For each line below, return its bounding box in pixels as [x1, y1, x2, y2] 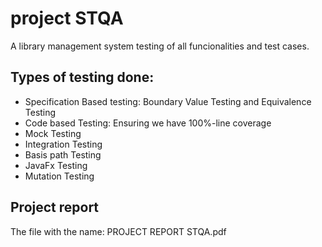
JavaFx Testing [24, 159, 88, 171]
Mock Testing [24, 127, 82, 139]
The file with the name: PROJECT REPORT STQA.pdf [10, 225, 227, 237]
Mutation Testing [24, 170, 95, 182]
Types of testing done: [10, 69, 155, 86]
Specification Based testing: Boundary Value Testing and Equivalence [24, 95, 312, 107]
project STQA [10, 7, 124, 30]
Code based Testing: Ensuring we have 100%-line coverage [24, 117, 272, 129]
